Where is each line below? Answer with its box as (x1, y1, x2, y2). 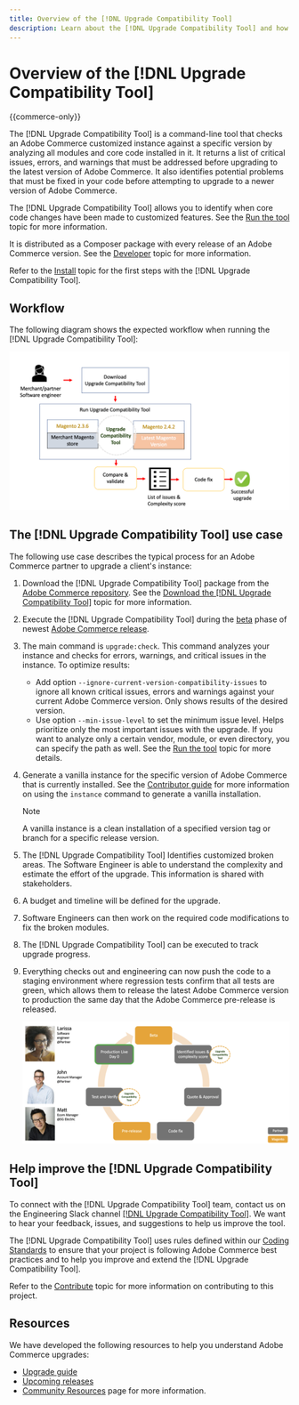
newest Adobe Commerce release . (21, 623, 149, 634)
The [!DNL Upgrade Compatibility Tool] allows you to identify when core (9, 203, 274, 214)
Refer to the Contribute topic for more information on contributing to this (9, 1280, 274, 1291)
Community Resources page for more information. (21, 1385, 206, 1396)
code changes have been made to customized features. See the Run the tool (9, 212, 290, 222)
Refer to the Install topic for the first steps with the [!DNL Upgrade (9, 265, 251, 276)
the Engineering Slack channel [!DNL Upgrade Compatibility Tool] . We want (9, 1208, 287, 1219)
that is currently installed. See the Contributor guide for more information (21, 779, 290, 789)
